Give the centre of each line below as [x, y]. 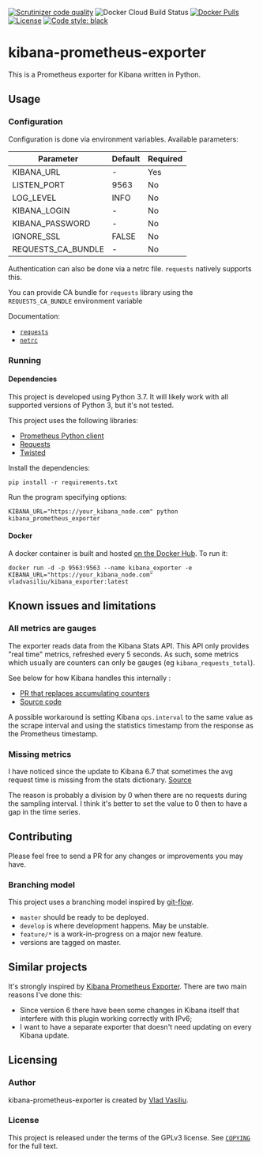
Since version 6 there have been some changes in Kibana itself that [129, 1010]
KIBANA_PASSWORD [51, 223]
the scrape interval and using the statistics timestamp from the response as [131, 725]
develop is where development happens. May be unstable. [114, 926]
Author [22, 1083]
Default [126, 158]
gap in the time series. [44, 811]
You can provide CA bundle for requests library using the [101, 292]
